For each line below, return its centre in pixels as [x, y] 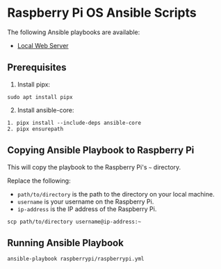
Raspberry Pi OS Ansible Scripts [102, 13]
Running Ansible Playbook [65, 243]
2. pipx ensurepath [35, 129]
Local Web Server [43, 45]
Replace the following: [39, 180]
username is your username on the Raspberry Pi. [85, 201]
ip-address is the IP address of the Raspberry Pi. [87, 209]
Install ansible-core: [46, 110]
